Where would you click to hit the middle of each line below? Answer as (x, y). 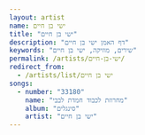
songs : (21, 83)
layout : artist (37, 17)
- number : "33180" (51, 91)
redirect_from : (37, 67)
